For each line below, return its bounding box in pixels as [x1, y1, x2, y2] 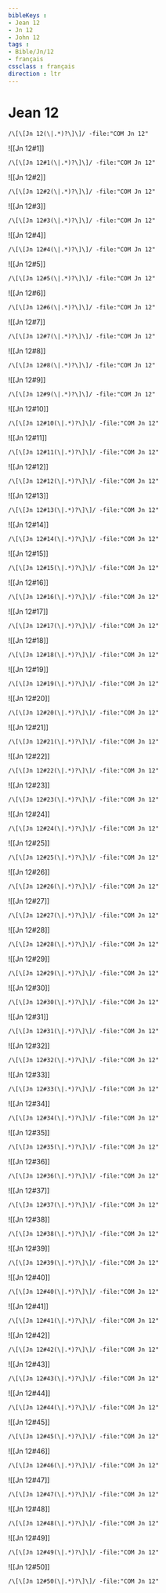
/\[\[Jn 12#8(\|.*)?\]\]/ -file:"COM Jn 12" [8, 361, 156, 369]
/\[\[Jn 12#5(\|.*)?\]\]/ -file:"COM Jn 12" [8, 274, 156, 283]
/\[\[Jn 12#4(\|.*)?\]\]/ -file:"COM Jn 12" [8, 245, 156, 254]
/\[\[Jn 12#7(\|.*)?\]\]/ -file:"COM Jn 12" [8, 332, 156, 340]
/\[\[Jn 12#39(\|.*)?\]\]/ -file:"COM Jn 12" [8, 1259, 159, 1266]
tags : [8, 41, 30, 49]
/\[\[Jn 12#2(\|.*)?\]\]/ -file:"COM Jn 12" [8, 188, 156, 195]
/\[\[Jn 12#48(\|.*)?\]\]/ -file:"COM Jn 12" [8, 1519, 159, 1527]
